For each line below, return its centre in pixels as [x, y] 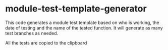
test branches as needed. [32, 33]
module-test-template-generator [76, 9]
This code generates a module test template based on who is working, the [82, 22]
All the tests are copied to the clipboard [46, 42]
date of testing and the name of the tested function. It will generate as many [84, 27]
